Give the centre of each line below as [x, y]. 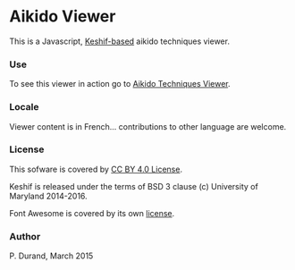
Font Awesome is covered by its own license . [92, 213]
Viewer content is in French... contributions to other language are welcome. [148, 126]
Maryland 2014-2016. [48, 196]
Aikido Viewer [63, 17]
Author [25, 236]
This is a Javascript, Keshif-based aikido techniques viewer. [120, 41]
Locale [24, 107]
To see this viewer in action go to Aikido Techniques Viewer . [120, 84]
